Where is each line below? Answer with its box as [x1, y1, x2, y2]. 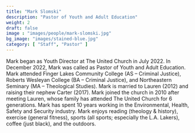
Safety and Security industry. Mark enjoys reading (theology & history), [6, 107, 178, 115]
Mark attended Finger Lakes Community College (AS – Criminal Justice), [6, 70, 181, 77]
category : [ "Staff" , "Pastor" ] [6, 42, 88, 48]
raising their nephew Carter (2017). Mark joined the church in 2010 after [6, 89, 180, 96]
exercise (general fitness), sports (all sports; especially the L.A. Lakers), [6, 114, 180, 121]
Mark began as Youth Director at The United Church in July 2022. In [6, 57, 171, 65]
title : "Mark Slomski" [6, 8, 62, 15]
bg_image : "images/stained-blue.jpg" [6, 36, 99, 42]
